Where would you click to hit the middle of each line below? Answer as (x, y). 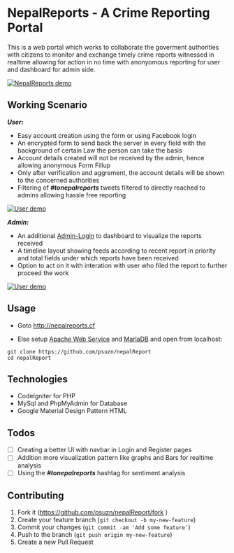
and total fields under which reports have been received (98, 258)
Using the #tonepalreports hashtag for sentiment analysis (101, 473)
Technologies (38, 379)
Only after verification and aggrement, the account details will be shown (121, 172)
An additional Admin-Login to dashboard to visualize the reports (109, 235)
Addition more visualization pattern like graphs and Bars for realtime (115, 458)
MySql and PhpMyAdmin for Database (72, 403)
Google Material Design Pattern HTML (72, 411)
